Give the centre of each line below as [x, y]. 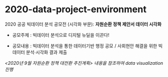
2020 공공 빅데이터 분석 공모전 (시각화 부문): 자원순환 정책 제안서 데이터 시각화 [83, 24]
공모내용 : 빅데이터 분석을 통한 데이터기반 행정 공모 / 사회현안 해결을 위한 [85, 46]
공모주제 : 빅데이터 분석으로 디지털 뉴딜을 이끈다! [61, 35]
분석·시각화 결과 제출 [47, 52]
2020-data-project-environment [76, 9]
